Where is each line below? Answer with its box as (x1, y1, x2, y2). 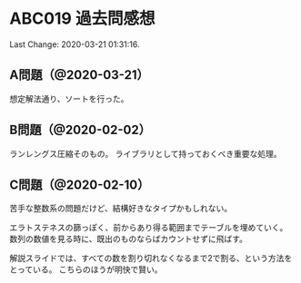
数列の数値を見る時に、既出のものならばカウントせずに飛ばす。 (9, 233, 248, 245)
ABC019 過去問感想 (9, 8, 156, 29)
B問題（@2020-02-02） (9, 122, 152, 138)
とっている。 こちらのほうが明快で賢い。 (9, 264, 163, 275)
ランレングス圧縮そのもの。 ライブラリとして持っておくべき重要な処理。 (9, 148, 282, 159)
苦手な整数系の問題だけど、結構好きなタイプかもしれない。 (9, 203, 233, 214)
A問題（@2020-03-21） (9, 67, 149, 83)
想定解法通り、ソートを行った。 (9, 93, 129, 104)
